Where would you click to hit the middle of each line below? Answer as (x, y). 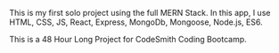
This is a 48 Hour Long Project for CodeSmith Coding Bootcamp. (128, 39)
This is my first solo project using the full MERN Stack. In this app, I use (140, 13)
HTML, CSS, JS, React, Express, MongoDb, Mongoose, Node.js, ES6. (136, 22)
